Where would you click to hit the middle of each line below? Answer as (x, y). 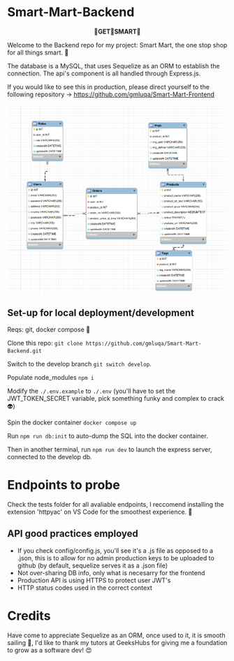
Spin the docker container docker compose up (72, 422)
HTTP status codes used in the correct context (85, 588)
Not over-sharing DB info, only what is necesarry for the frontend (111, 572)
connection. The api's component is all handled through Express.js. (104, 73)
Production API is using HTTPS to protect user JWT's (94, 580)
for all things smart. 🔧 (38, 52)
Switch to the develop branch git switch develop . (79, 364)
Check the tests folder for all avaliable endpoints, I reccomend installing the (116, 504)
